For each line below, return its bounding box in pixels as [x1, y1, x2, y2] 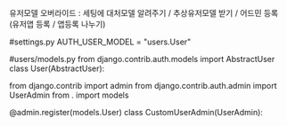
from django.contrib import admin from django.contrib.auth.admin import [9, 81, 277, 91]
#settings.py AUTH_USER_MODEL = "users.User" [9, 36, 192, 47]
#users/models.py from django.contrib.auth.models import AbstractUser [9, 54, 275, 64]
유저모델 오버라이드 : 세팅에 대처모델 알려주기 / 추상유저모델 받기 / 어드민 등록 [9, 8, 279, 18]
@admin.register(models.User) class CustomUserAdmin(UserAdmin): [9, 107, 263, 117]
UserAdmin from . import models [9, 90, 129, 100]
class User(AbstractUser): [9, 63, 105, 74]
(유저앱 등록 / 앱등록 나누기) [9, 19, 106, 29]
